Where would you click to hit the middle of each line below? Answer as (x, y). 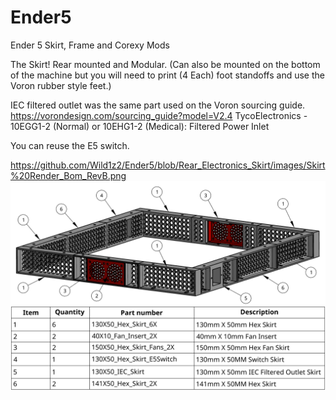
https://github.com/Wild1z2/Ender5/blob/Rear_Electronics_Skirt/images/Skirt (168, 165)
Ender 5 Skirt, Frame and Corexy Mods (90, 45)
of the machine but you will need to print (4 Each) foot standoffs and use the (167, 75)
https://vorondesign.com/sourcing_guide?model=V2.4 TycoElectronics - (159, 115)
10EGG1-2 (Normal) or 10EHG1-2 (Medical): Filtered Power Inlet (140, 126)
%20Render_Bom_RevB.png (68, 175)
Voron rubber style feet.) (61, 85)
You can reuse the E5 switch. (70, 145)
